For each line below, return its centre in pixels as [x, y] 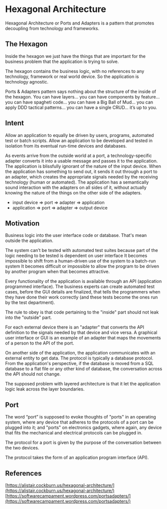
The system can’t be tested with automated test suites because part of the [82, 250]
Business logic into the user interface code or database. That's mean [76, 235]
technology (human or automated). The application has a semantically [77, 182]
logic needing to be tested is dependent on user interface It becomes [76, 255]
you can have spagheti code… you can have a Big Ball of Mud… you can [79, 102]
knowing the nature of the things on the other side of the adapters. [74, 192]
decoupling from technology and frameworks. [52, 28]
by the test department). [30, 302]
